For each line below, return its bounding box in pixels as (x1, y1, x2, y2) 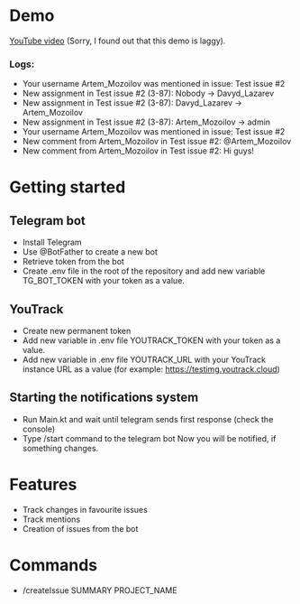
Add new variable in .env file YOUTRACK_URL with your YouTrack (22, 354, 266, 366)
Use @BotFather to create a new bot (22, 246, 158, 257)
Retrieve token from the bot (22, 256, 124, 267)
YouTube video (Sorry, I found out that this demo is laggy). (9, 35, 226, 46)
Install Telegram (22, 237, 83, 248)
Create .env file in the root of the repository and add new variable (22, 265, 266, 276)
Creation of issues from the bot (22, 523, 139, 534)
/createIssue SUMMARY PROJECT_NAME (22, 584, 177, 596)
